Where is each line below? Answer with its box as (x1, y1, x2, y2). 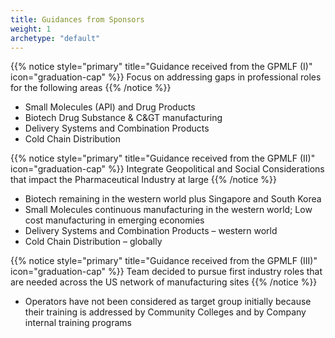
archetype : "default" (10, 33, 101, 43)
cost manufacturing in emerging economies (24, 214, 205, 226)
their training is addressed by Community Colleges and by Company (24, 306, 307, 318)
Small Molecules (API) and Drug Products (24, 101, 196, 113)
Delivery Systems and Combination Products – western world (24, 225, 278, 237)
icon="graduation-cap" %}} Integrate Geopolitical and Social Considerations (10, 163, 325, 175)
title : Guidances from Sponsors (10, 14, 145, 25)
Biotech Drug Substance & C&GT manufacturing (24, 112, 223, 124)
